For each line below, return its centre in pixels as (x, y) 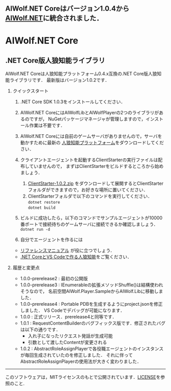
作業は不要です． (47, 126)
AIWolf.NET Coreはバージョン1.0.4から (67, 9)
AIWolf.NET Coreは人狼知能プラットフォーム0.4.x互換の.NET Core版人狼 (81, 74)
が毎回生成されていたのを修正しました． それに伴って (77, 355)
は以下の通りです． (40, 330)
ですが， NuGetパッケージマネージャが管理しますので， (88, 119)
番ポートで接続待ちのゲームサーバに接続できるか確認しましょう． (89, 224)
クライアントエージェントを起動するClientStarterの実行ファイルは (89, 160)
